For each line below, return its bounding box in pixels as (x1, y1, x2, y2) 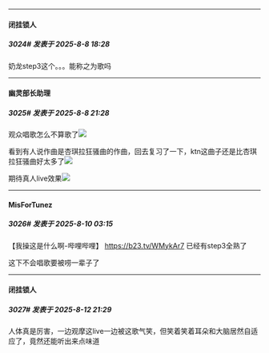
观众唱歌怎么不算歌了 (8, 129, 78, 140)
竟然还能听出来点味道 (29, 336, 100, 346)
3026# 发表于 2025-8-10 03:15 (8, 219, 114, 228)
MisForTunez (8, 200, 53, 209)
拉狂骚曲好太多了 (8, 157, 65, 166)
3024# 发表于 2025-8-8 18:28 (8, 39, 110, 49)
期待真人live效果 (8, 173, 62, 184)
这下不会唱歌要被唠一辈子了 (8, 257, 100, 268)
